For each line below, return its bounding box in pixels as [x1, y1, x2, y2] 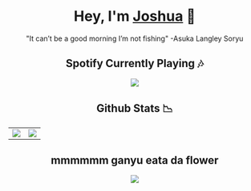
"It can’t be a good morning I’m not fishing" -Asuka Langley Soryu [26, 34, 244, 43]
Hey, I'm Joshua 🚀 [73, 7, 196, 26]
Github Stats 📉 [95, 101, 174, 115]
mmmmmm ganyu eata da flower [51, 153, 219, 167]
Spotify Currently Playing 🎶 [65, 57, 204, 70]
